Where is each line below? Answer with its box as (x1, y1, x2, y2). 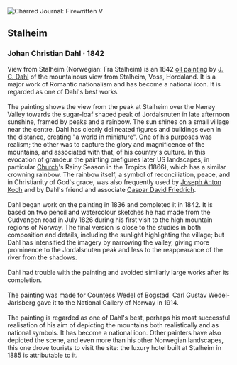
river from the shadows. (7, 253, 77, 262)
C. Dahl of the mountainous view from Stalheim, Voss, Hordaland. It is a (7, 72, 216, 81)
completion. (7, 276, 43, 284)
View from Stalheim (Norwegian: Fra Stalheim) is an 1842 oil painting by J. (7, 64, 224, 73)
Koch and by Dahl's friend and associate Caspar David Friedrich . (7, 185, 197, 193)
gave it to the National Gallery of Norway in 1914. (36, 298, 179, 307)
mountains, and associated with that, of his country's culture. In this (7, 147, 206, 156)
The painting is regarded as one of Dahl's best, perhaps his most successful (7, 313, 231, 322)
